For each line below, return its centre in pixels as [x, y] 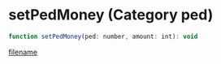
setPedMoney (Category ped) [111, 15]
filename [23, 52]
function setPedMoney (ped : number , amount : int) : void [103, 36]
